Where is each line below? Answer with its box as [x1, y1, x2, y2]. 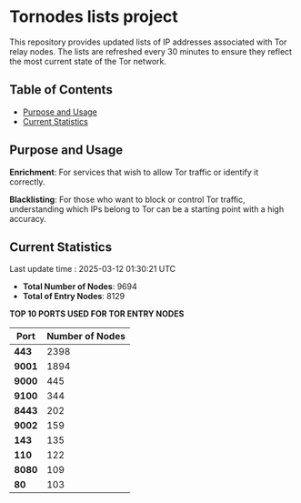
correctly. [9, 176, 45, 187]
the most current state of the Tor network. [9, 55, 166, 66]
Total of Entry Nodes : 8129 [22, 291, 125, 302]
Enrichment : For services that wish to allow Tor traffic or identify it [9, 166, 259, 177]
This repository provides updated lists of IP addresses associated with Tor [9, 36, 287, 47]
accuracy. [9, 213, 47, 224]
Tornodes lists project [9, 6, 179, 27]
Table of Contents [9, 82, 114, 97]
